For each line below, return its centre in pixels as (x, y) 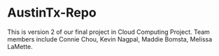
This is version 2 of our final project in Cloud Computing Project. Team (108, 32)
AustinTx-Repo (52, 13)
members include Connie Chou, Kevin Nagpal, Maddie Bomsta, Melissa (110, 39)
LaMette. (20, 46)
